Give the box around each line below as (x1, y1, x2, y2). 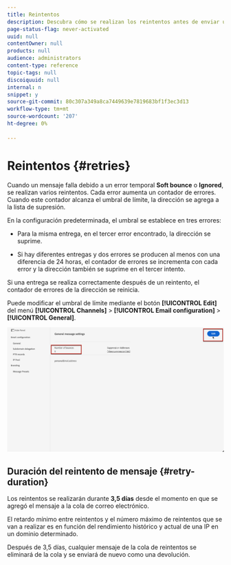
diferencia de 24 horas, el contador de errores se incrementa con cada (16, 257, 219, 265)
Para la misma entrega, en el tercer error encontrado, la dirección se (16, 229, 211, 238)
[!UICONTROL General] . (7, 314, 76, 322)
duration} (7, 476, 49, 488)
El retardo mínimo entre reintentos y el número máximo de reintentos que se (7, 515, 222, 524)
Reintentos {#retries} (7, 158, 131, 174)
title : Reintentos (7, 11, 60, 18)
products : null (7, 48, 51, 54)
